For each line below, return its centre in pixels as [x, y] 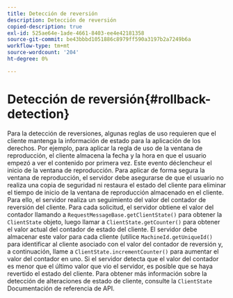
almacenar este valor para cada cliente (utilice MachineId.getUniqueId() [110, 236]
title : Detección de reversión [53, 14]
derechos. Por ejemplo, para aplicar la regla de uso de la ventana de [105, 148]
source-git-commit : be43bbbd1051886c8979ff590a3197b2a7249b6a [99, 40]
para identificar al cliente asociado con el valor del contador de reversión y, [115, 244]
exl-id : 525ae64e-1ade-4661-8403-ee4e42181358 [76, 33]
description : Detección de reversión [62, 20]
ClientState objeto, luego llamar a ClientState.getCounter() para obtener [114, 222]
